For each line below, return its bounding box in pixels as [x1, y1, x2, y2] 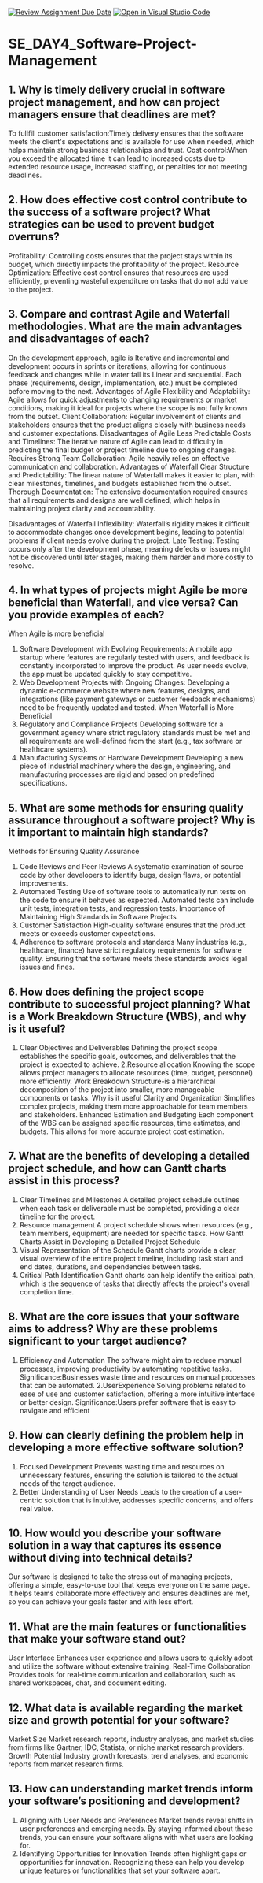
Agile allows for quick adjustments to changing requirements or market [8, 395, 237, 404]
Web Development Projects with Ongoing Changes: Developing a [19, 678, 230, 687]
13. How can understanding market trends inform [8, 1782, 254, 1796]
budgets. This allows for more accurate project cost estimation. [19, 1127, 225, 1136]
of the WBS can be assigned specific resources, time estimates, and [19, 1119, 241, 1128]
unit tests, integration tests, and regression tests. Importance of [19, 904, 225, 913]
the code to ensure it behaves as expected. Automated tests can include [19, 895, 254, 905]
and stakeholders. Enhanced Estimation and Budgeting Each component [19, 1110, 254, 1120]
